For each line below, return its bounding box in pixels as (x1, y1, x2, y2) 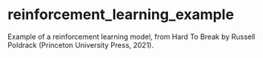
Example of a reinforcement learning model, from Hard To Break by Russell (7, 32, 256, 41)
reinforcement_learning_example (7, 6, 235, 24)
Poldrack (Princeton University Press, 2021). (7, 40, 154, 49)
